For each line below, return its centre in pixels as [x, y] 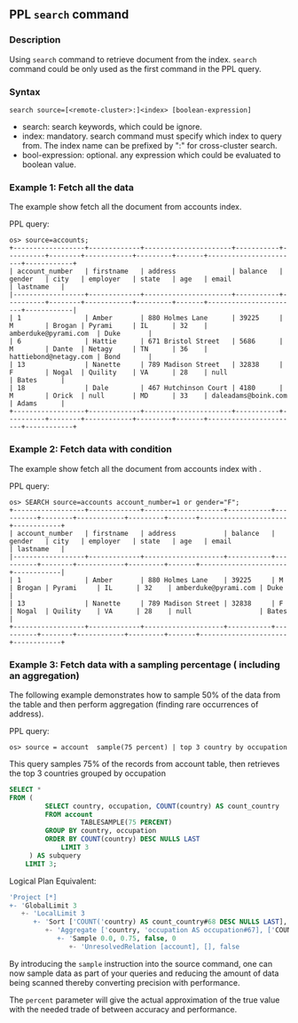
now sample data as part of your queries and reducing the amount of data [144, 973]
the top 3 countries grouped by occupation [88, 773]
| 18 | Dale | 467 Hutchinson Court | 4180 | [146, 388]
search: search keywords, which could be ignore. [112, 126]
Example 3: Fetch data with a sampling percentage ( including [145, 664]
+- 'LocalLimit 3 [53, 914]
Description [35, 40]
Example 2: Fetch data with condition [91, 450]
